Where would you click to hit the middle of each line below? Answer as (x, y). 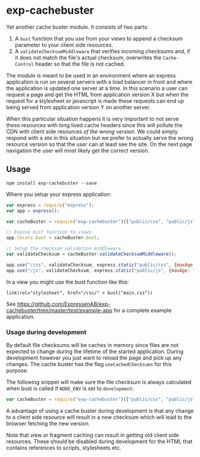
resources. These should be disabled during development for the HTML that (99, 441)
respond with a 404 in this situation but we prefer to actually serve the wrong (100, 137)
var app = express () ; (33, 211)
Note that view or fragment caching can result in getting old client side (93, 435)
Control (24, 64)
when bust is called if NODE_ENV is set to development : (70, 388)
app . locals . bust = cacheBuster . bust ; (53, 238)
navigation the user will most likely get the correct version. (78, 151)
